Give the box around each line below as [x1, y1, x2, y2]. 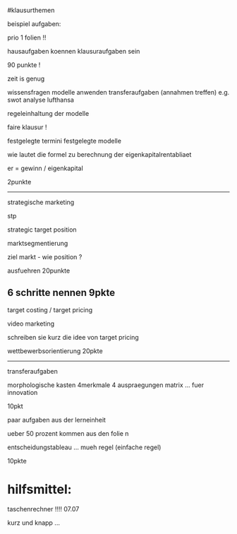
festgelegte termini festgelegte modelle [7, 137, 122, 145]
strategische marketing [7, 198, 75, 206]
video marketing [7, 319, 55, 328]
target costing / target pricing [7, 305, 93, 314]
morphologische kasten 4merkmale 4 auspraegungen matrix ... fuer [7, 381, 205, 389]
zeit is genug [7, 74, 45, 83]
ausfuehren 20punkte [7, 266, 71, 275]
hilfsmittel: [7, 482, 72, 497]
